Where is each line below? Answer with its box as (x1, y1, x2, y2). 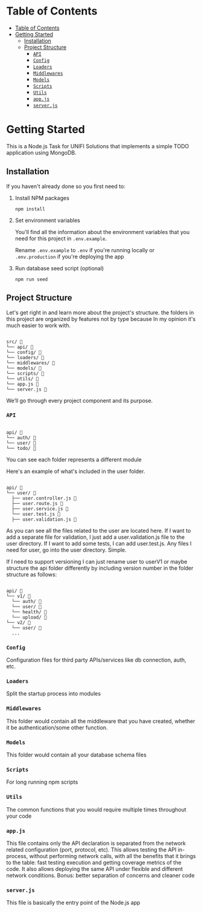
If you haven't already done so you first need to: (6, 183, 125, 190)
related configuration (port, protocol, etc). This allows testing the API (6, 845, 177, 853)
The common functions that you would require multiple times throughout (6, 806, 187, 813)
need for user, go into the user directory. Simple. (6, 546, 127, 553)
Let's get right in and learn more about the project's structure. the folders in (6, 308, 194, 316)
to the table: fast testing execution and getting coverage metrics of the (6, 859, 182, 866)
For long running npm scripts (6, 778, 78, 786)
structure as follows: (6, 570, 57, 578)
